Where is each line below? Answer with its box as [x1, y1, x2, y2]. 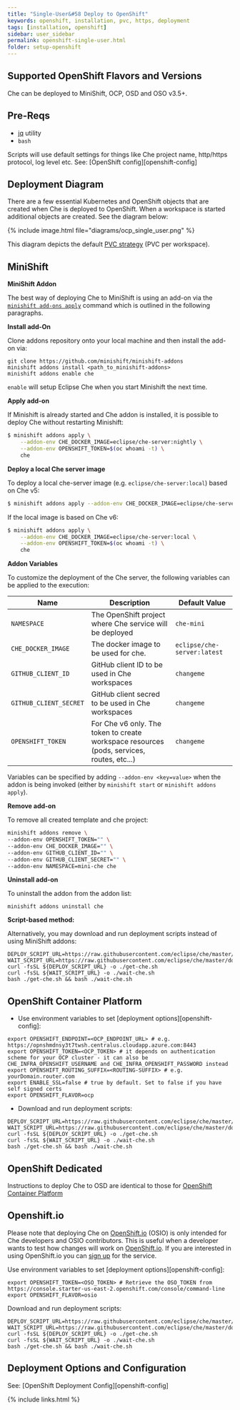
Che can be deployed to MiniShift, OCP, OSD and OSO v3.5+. [7, 89, 188, 97]
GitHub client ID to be [91, 660, 163, 670]
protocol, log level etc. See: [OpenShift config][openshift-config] [7, 158, 198, 166]
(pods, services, [91, 745, 146, 755]
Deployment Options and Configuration [7, 1362, 186, 1374]
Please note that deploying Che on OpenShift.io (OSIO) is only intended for [7, 1229, 227, 1237]
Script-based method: [7, 915, 75, 925]
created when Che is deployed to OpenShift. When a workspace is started [7, 205, 226, 213]
